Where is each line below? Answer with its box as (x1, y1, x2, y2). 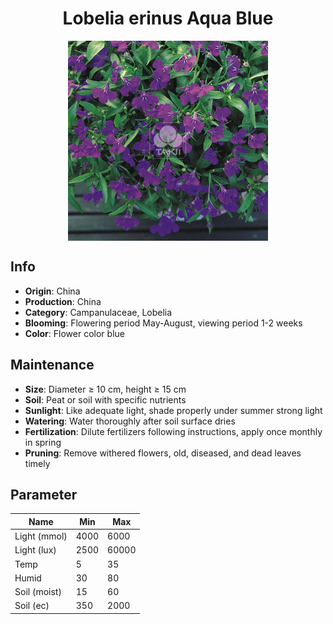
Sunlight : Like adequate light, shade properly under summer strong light (24, 404, 323, 416)
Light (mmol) (14, 530, 68, 542)
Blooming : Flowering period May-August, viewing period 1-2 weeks (24, 317, 303, 329)
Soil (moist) (14, 586, 62, 598)
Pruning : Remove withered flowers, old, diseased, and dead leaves (24, 447, 302, 459)
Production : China (24, 295, 102, 307)
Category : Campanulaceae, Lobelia (24, 306, 173, 318)
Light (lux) (14, 544, 57, 556)
